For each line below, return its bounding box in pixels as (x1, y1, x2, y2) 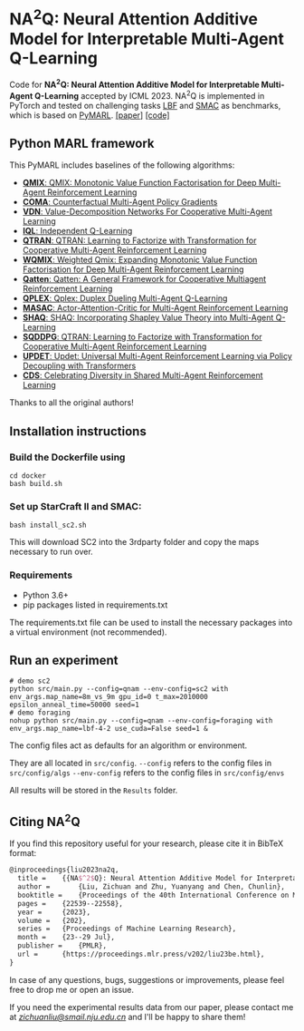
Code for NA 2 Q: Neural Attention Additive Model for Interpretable (9, 78, 260, 90)
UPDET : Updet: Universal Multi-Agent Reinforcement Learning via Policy (22, 351, 292, 362)
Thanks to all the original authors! (9, 397, 134, 408)
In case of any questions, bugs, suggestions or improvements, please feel (9, 974, 285, 985)
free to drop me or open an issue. (9, 984, 134, 995)
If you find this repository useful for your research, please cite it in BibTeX (9, 838, 283, 849)
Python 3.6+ (22, 589, 70, 600)
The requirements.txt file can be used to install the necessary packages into (9, 617, 293, 627)
